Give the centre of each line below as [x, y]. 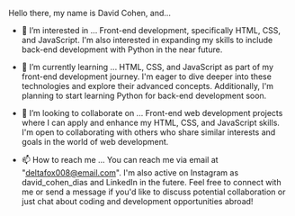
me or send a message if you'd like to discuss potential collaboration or [153, 192]
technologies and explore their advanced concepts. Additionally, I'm [147, 86]
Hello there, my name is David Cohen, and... [90, 13]
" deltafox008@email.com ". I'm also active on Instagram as [130, 173]
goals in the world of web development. [95, 142]
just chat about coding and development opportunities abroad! [137, 201]
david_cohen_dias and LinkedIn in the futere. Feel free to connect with [151, 182]
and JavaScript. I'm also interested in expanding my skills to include [147, 40]
